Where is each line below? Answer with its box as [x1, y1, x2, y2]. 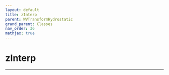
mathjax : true [5, 31, 35, 36]
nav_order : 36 [5, 26, 35, 31]
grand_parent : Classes [5, 21, 53, 27]
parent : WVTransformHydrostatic [5, 17, 73, 22]
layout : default [5, 7, 39, 13]
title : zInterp [5, 12, 37, 17]
